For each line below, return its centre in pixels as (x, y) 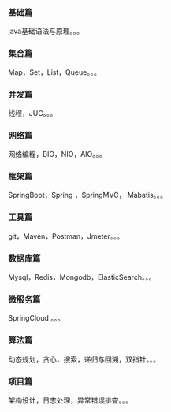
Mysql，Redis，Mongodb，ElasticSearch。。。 (82, 277)
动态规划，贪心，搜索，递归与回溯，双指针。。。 (84, 359)
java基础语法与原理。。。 (46, 31)
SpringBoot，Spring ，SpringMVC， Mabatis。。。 (88, 195)
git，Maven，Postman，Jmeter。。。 (66, 236)
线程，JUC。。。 (33, 113)
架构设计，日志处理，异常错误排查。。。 (70, 400)
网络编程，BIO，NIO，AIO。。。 (57, 154)
